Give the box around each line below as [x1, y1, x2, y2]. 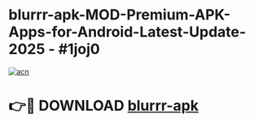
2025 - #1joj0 [8, 40, 100, 58]
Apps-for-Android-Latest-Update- [8, 23, 247, 41]
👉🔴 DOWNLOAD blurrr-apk [8, 97, 199, 115]
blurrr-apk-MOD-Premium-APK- [8, 6, 230, 24]
